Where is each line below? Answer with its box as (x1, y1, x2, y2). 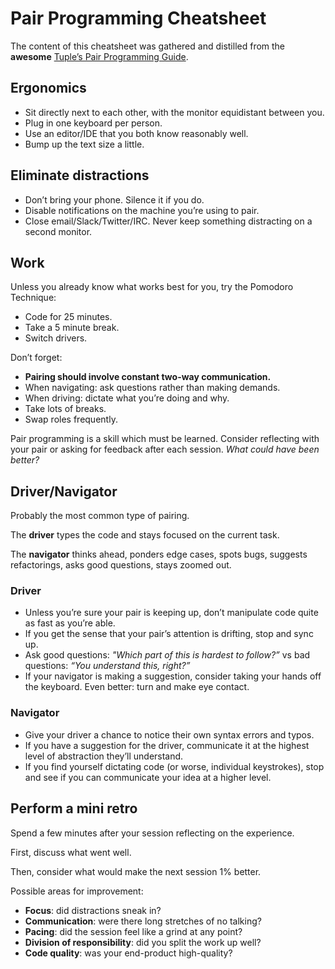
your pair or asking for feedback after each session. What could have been (10, 443, 320, 456)
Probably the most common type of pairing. (10, 510, 190, 522)
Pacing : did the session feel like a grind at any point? (24, 925, 243, 937)
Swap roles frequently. (24, 413, 118, 426)
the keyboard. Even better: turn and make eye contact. (24, 681, 250, 693)
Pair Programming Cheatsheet (10, 7, 267, 30)
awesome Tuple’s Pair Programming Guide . (10, 50, 189, 62)
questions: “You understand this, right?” (24, 660, 191, 672)
